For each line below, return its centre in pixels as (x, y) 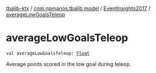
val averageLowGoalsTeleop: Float (48, 53)
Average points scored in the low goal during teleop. (69, 64)
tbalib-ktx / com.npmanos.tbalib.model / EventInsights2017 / (78, 8)
